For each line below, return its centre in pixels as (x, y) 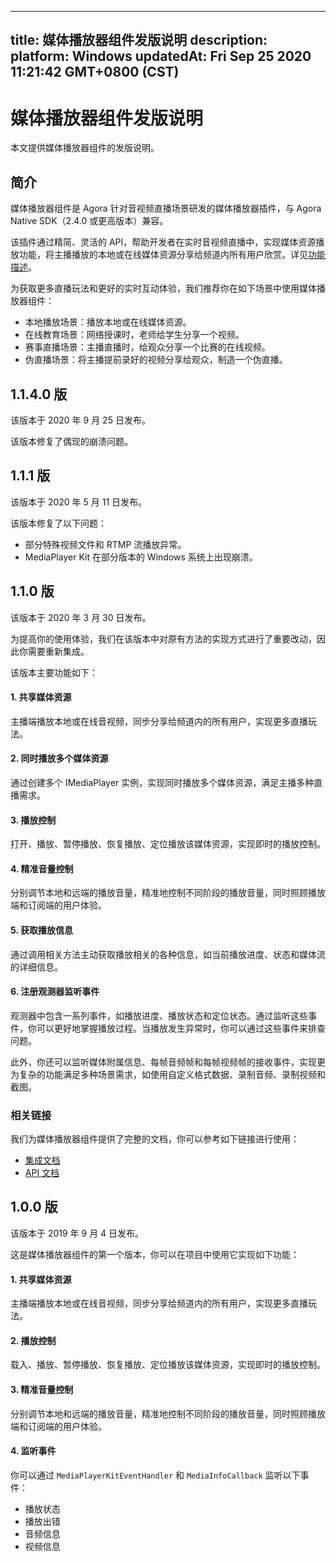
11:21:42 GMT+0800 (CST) (95, 72)
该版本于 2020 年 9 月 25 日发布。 (80, 420)
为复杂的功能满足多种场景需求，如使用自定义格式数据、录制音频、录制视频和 (168, 1074)
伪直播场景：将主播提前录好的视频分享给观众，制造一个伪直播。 (156, 360)
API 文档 (42, 1173)
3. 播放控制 (33, 820)
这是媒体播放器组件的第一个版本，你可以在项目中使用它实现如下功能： (155, 1254)
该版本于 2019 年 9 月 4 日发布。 (77, 1233)
